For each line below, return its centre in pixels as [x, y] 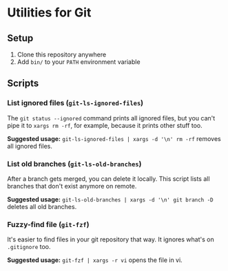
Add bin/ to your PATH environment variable [79, 62]
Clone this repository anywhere [62, 54]
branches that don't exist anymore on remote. [72, 186]
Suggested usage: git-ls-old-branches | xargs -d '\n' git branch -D [110, 199]
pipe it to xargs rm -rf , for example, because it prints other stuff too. [105, 125]
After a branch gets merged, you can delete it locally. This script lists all [108, 178]
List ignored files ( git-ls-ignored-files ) [75, 103]
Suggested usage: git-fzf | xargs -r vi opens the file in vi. [95, 260]
